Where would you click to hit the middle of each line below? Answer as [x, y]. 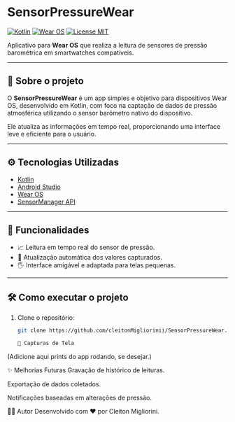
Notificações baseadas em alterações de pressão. [80, 398]
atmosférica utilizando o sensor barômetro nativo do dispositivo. [100, 113]
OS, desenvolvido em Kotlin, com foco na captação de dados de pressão [112, 105]
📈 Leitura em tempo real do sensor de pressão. [86, 247]
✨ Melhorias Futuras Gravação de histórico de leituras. [86, 370]
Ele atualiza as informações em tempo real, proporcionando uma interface [114, 126]
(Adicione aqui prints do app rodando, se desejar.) [79, 356]
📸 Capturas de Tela [46, 344]
